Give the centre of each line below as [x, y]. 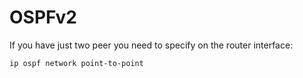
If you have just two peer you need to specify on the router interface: [151, 45]
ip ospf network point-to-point [76, 63]
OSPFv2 [43, 17]
